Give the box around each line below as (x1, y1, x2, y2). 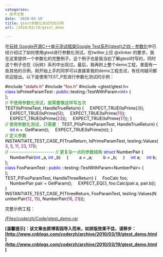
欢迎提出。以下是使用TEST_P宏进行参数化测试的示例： (5, 74, 114, 80)
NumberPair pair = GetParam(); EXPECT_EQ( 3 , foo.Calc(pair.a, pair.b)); (9, 181, 157, 186)
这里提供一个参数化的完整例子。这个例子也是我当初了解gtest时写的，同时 (9, 55, 156, 61)
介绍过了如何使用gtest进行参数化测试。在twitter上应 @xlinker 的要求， (9, 50, 150, 55)
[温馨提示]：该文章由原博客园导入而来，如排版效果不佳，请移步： (5, 226, 136, 232)
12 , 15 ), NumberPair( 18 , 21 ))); (27, 196, 85, 202)
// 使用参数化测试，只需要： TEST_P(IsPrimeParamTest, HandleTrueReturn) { (5, 121, 158, 127)
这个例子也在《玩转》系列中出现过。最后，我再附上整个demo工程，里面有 (5, 62, 153, 68)
